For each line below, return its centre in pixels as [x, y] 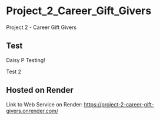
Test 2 [14, 72]
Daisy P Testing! [26, 60]
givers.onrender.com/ [32, 111]
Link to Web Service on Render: [44, 104]
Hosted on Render [40, 90]
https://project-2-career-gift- [119, 104]
